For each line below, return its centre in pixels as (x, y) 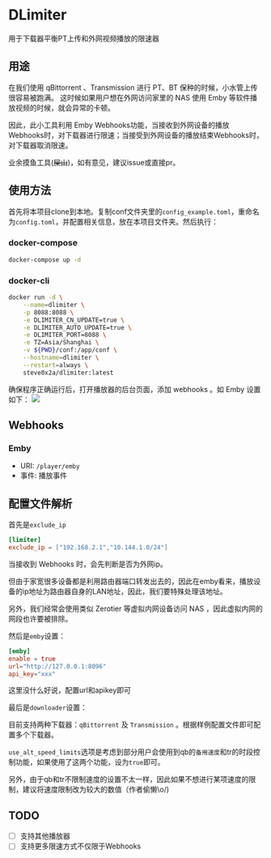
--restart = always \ (56, 365)
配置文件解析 (40, 504)
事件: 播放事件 (43, 476)
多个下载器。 (36, 735)
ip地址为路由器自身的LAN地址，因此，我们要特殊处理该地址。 (125, 591)
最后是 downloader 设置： (48, 707)
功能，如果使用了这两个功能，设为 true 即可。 (90, 762)
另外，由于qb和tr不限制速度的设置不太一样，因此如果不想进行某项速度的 (129, 779)
